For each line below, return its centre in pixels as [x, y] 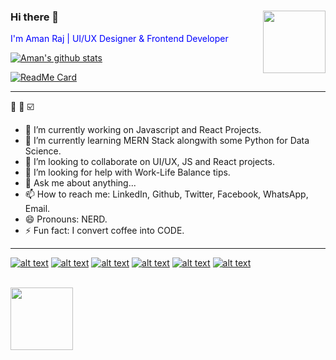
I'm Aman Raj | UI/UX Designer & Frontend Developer [119, 39]
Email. [37, 209]
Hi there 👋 [35, 17]
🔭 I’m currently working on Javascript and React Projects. [143, 130]
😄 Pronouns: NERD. [66, 219]
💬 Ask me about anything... [80, 183]
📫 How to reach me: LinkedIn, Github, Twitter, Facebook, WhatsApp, [166, 194]
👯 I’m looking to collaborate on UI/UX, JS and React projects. [149, 162]
